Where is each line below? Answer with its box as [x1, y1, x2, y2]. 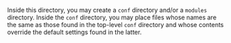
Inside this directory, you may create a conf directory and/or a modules [7, 6, 207, 14]
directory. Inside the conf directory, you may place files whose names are [7, 13, 217, 21]
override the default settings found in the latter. [7, 28, 142, 36]
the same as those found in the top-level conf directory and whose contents [7, 21, 224, 28]
